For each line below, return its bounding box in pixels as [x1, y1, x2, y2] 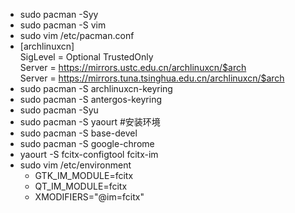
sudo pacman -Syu [19, 104, 99, 116]
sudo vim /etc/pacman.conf [19, 30, 135, 41]
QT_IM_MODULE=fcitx [34, 180, 128, 192]
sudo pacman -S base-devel [19, 127, 138, 139]
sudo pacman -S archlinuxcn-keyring [19, 83, 173, 94]
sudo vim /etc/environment [19, 159, 132, 171]
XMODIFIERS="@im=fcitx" [34, 191, 145, 203]
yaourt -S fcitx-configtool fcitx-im [19, 149, 159, 160]
